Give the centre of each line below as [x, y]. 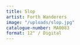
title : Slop [21, 11]
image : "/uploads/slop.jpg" [41, 22]
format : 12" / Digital [34, 33]
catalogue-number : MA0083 [38, 28]
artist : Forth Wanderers [36, 17]
